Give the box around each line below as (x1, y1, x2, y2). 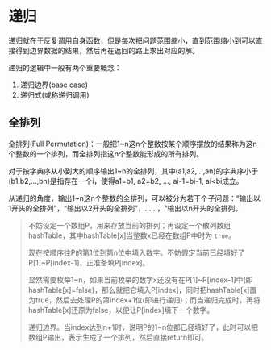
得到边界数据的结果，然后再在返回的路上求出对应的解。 (15, 45, 199, 55)
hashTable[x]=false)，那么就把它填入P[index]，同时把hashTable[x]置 (27, 285, 257, 294)
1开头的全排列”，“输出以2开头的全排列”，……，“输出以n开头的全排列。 (8, 203, 243, 213)
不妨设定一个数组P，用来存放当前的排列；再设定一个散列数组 (27, 220, 231, 230)
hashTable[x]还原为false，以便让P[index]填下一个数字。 (27, 305, 215, 315)
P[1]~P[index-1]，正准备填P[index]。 (27, 257, 150, 267)
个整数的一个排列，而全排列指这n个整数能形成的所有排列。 (8, 148, 204, 158)
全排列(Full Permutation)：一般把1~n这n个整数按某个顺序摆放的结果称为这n (8, 139, 257, 148)
